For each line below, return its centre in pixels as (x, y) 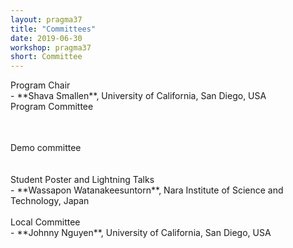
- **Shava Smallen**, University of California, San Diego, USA (138, 96)
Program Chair (40, 85)
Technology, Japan (50, 201)
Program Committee (52, 107)
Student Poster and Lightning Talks (82, 180)
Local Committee (45, 222)
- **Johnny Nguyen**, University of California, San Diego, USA (141, 233)
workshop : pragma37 (51, 47)
